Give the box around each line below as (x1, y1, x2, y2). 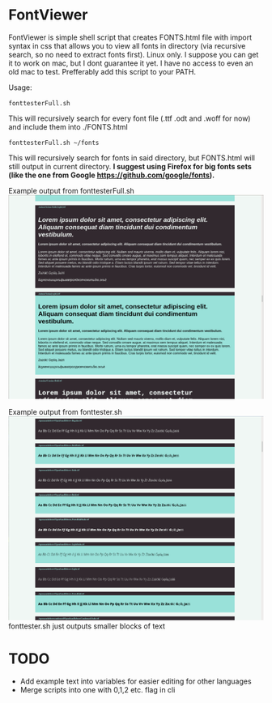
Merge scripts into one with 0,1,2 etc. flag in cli (19, 685, 176, 695)
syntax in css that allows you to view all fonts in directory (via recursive (8, 40, 246, 50)
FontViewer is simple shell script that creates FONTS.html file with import (8, 32, 253, 42)
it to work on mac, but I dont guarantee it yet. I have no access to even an (8, 58, 253, 68)
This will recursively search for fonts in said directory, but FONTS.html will (8, 152, 256, 163)
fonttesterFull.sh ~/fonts (8, 138, 100, 147)
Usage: (8, 83, 32, 92)
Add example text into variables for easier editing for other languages (19, 676, 253, 686)
